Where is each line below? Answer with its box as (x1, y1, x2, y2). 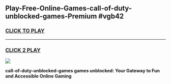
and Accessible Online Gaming (5, 73, 72, 79)
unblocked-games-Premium (5, 12, 97, 21)
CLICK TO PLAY (5, 27, 45, 35)
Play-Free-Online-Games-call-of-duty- (5, 4, 132, 13)
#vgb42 (98, 12, 124, 21)
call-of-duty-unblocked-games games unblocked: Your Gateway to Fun (5, 67, 160, 73)
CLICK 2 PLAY (5, 46, 41, 53)
